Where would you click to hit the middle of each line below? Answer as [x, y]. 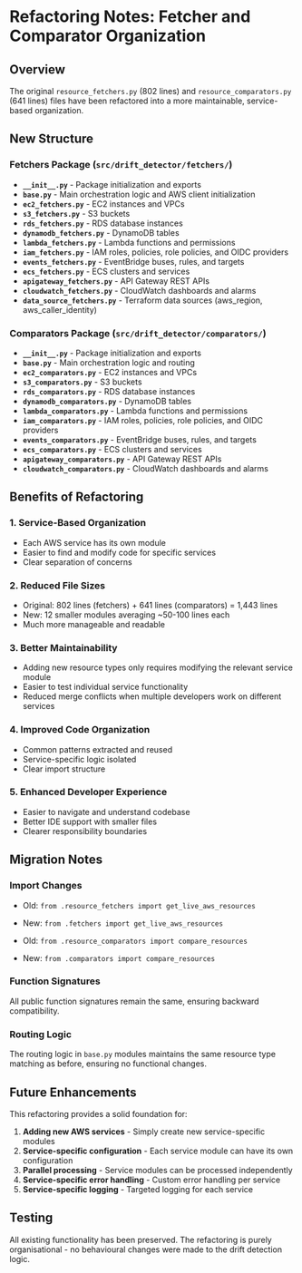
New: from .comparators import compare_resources [119, 957]
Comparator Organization [108, 36]
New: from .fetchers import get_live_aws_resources [123, 923]
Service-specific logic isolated [79, 759]
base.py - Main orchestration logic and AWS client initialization [139, 194]
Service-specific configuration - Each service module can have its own [158, 1151]
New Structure [51, 139]
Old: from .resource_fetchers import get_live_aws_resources [139, 905]
